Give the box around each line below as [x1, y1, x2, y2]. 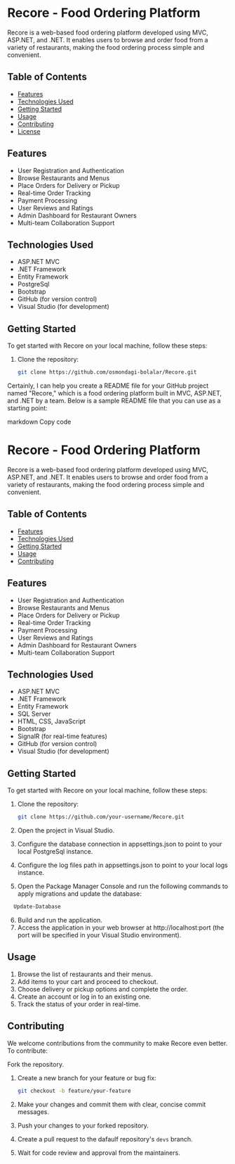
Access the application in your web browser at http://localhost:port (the [17, 923, 224, 932]
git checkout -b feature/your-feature [17, 1087, 131, 1094]
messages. [17, 1107, 50, 1116]
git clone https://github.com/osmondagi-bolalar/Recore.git [17, 369, 197, 376]
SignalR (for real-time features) [17, 732, 107, 740]
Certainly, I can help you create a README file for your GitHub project [7, 381, 209, 390]
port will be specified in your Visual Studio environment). [17, 931, 182, 939]
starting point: [7, 404, 48, 412]
